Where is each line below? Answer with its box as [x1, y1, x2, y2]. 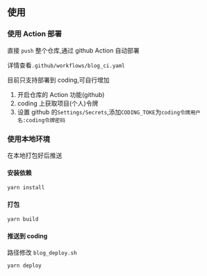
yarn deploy [7, 262, 42, 269]
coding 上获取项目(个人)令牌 [17, 99, 99, 107]
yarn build [7, 216, 39, 223]
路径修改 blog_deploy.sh [7, 248, 78, 257]
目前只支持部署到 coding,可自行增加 [7, 76, 110, 84]
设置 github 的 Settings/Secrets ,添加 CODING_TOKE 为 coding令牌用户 [17, 107, 201, 116]
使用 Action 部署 [7, 29, 63, 39]
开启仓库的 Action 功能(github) [17, 90, 105, 98]
